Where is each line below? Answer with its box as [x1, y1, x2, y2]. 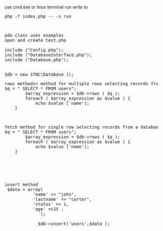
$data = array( [7, 187, 43, 192]
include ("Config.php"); [4, 47, 64, 53]
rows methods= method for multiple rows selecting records [4, 81, 149, 86]
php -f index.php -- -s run [4, 14, 72, 19]
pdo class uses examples [4, 33, 64, 38]
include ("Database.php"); [4, 57, 69, 63]
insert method [4, 182, 38, 187]
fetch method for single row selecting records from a [4, 124, 138, 130]
